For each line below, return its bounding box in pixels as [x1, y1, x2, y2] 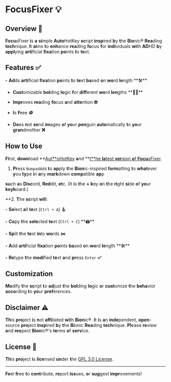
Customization [5, 270, 53, 278]
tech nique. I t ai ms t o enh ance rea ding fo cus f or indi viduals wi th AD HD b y [5, 43, 162, 49]
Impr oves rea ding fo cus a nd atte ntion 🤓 [12, 99, 98, 105]
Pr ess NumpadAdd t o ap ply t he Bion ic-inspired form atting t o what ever [12, 165, 157, 172]
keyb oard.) [5, 186, 29, 192]
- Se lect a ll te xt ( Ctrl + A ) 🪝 [5, 206, 66, 212]
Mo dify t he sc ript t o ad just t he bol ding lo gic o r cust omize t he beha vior [5, 283, 156, 289]
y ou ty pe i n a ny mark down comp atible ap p [12, 171, 104, 177]
